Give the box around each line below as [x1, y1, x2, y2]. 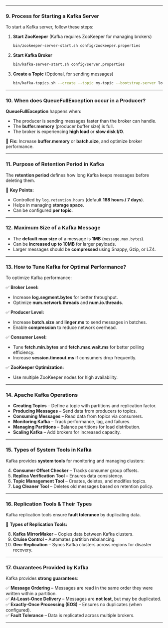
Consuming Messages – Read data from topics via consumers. [12, 413, 144, 419]
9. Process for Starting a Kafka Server [5, 12, 99, 19]
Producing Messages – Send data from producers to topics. [12, 408, 137, 414]
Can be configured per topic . [12, 207, 73, 213]
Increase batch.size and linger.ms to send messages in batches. [12, 319, 147, 325]
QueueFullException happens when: [5, 108, 82, 115]
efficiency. [12, 349, 34, 355]
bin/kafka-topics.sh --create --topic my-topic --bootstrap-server [12, 81, 157, 86]
